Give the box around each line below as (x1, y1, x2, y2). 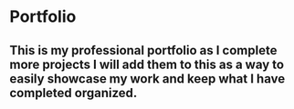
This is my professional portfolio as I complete (9, 43, 278, 58)
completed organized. (9, 84, 138, 101)
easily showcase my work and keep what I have (9, 71, 286, 86)
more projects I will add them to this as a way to (9, 56, 285, 72)
